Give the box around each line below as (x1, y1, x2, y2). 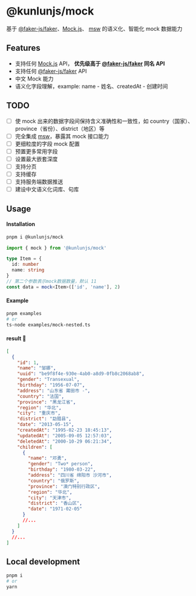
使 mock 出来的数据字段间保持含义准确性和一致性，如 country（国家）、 (15, 117, 194, 125)
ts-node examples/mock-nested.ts (6, 322, 91, 328)
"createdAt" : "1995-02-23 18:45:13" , (17, 427, 113, 433)
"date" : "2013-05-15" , (17, 422, 74, 428)
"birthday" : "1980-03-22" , (28, 466, 96, 473)
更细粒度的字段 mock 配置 (15, 140, 80, 147)
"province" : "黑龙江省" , (17, 399, 76, 405)
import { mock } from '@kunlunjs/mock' (6, 245, 107, 251)
